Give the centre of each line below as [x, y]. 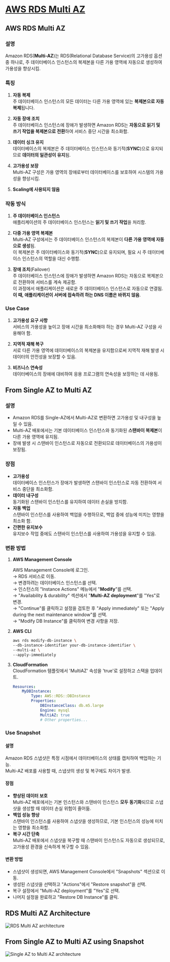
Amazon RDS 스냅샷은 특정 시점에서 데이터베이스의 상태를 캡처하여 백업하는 [81, 758]
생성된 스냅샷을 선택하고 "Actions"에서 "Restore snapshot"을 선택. [79, 884]
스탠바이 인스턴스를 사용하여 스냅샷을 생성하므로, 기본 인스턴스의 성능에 [83, 821]
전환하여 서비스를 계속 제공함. [47, 282]
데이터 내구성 [26, 495]
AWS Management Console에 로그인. [51, 570]
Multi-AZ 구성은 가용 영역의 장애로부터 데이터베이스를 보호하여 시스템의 [83, 172]
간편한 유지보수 [28, 527]
